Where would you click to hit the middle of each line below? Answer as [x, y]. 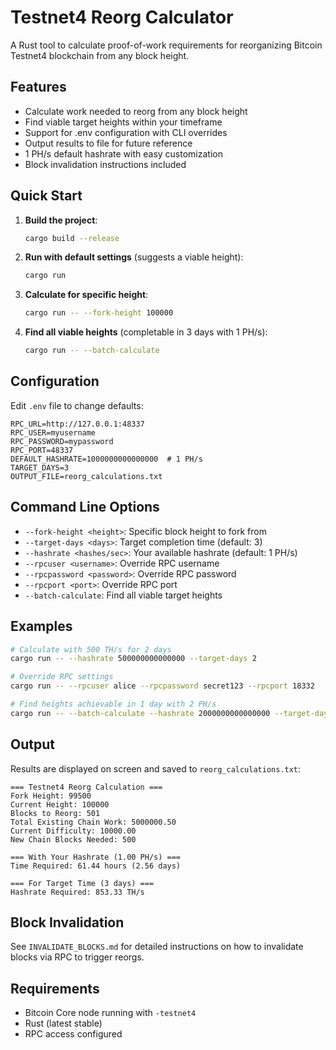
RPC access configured [73, 1034]
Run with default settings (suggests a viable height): [134, 257]
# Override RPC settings [62, 677]
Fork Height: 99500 [51, 796]
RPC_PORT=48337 [42, 450]
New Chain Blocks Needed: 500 [73, 839]
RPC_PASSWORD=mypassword [62, 441]
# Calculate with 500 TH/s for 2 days [91, 649]
